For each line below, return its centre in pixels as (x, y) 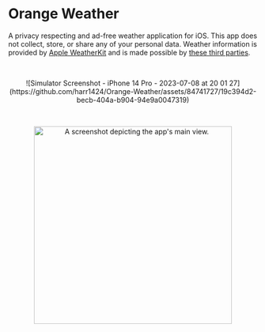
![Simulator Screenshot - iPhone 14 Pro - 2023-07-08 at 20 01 (127, 83)
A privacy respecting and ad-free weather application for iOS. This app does (133, 36)
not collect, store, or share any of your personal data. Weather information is (132, 43)
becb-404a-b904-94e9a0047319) (133, 100)
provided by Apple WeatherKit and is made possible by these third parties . (129, 52)
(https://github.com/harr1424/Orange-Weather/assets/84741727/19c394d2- (133, 91)
